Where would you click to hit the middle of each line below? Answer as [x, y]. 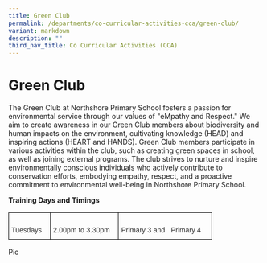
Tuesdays [27, 230]
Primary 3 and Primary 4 [161, 230]
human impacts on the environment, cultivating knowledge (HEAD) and [126, 134]
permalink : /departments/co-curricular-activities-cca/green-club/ [124, 23]
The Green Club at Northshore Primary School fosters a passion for [120, 108]
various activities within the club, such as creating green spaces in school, [131, 150]
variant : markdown [39, 31]
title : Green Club [39, 16]
